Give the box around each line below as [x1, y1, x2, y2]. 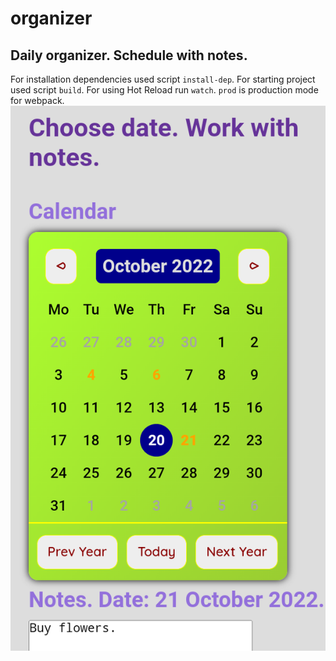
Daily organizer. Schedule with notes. [10, 47, 248, 64]
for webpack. [10, 95, 65, 106]
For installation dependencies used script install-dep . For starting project [10, 73, 316, 85]
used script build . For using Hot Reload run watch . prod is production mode [10, 84, 319, 96]
